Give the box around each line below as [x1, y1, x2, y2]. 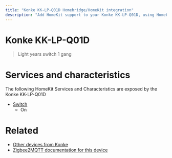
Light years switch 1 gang [17, 51, 72, 57]
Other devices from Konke [12, 142, 68, 148]
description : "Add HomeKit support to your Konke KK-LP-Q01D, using [5, 12, 155, 17]
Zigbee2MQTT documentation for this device [12, 147, 108, 153]
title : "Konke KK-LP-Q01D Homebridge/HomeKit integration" [5, 7, 134, 13]
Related [5, 125, 38, 136]
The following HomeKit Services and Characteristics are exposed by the [5, 86, 158, 92]
